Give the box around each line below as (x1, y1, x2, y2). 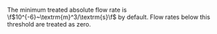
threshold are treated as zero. (7, 20, 92, 28)
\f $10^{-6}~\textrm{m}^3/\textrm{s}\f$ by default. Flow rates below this (7, 13, 211, 21)
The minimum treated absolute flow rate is (7, 6, 127, 14)
